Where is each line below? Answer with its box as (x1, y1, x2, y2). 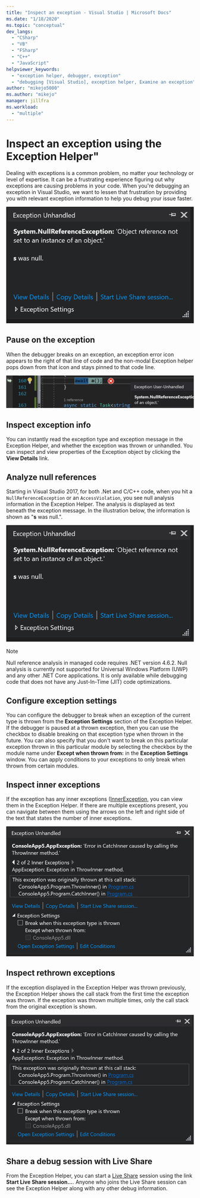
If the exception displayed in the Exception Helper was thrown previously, (6, 984, 186, 991)
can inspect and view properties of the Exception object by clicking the (6, 449, 180, 456)
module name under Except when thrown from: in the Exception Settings (6, 749, 189, 757)
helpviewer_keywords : (6, 66, 60, 72)
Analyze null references (6, 472, 97, 482)
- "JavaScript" (11, 60, 49, 66)
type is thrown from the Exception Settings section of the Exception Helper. (6, 718, 193, 725)
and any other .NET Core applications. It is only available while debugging (6, 672, 187, 679)
